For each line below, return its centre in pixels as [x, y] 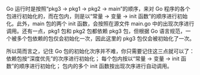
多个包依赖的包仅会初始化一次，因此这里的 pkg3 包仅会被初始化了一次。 [106, 38]
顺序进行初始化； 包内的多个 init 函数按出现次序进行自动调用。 [96, 66]
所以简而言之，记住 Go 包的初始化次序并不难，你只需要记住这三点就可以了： [100, 51]
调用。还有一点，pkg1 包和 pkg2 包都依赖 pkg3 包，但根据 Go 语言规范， [96, 31]
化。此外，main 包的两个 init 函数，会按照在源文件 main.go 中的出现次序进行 [100, 24]
